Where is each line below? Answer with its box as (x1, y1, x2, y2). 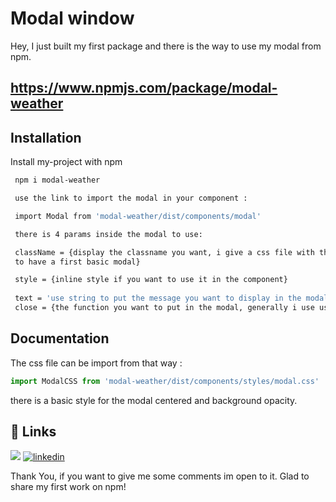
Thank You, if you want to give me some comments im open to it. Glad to (10, 470, 310, 482)
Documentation (10, 330, 110, 347)
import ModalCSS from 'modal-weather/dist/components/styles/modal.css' (10, 376, 320, 386)
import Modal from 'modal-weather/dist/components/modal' (14, 211, 262, 221)
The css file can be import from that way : (10, 357, 183, 369)
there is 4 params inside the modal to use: (14, 229, 203, 239)
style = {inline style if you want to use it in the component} (14, 275, 288, 285)
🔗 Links (10, 423, 57, 440)
